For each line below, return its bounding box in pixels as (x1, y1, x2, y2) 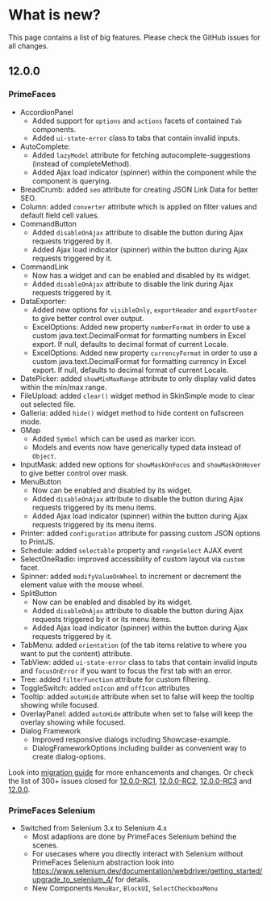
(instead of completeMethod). (31, 159, 131, 168)
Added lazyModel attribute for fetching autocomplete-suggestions (31, 150, 252, 159)
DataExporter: (19, 296, 67, 306)
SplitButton (19, 588, 57, 598)
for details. (115, 874, 151, 884)
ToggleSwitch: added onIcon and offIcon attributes (19, 683, 190, 692)
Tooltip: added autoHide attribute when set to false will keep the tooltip (19, 692, 255, 701)
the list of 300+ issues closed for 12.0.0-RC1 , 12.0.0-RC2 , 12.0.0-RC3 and (8, 776, 252, 785)
